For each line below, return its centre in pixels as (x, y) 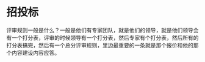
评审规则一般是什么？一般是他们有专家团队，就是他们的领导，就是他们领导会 (103, 30)
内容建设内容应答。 (35, 52)
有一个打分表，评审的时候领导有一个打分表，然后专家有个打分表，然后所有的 (103, 37)
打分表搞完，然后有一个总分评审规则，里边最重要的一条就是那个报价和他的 (100, 45)
